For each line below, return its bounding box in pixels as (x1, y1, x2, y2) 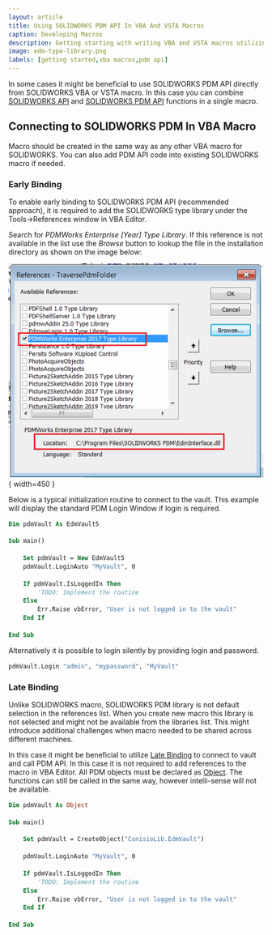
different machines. (8, 734, 74, 744)
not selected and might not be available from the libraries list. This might (8, 717, 249, 727)
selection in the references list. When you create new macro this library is (8, 708, 253, 718)
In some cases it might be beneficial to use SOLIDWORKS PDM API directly (8, 79, 259, 88)
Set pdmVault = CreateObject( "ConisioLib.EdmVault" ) (23, 835, 205, 843)
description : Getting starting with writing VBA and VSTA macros (8, 39, 233, 47)
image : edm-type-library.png (8, 47, 107, 56)
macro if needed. (8, 158, 66, 168)
